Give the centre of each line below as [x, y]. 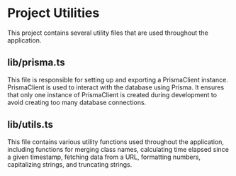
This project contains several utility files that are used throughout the [108, 33]
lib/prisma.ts [36, 63]
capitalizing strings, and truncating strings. [70, 164]
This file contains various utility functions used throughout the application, [116, 142]
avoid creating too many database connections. [77, 102]
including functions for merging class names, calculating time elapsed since [118, 149]
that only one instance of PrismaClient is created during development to [112, 94]
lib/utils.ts [30, 125]
